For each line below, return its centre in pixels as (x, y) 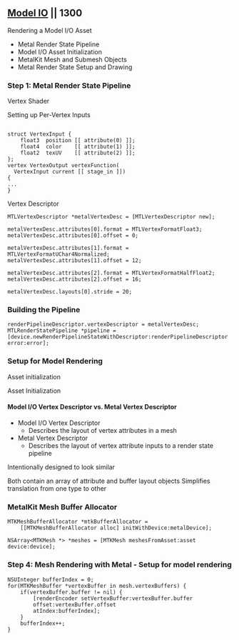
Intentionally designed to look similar (61, 467)
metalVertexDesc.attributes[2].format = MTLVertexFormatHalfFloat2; (111, 273)
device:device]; (31, 547)
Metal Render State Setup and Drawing (75, 67)
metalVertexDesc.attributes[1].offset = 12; (75, 261)
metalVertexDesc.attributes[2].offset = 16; (75, 279)
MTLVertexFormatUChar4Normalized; (59, 254)
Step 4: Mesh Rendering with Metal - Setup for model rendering (119, 565)
